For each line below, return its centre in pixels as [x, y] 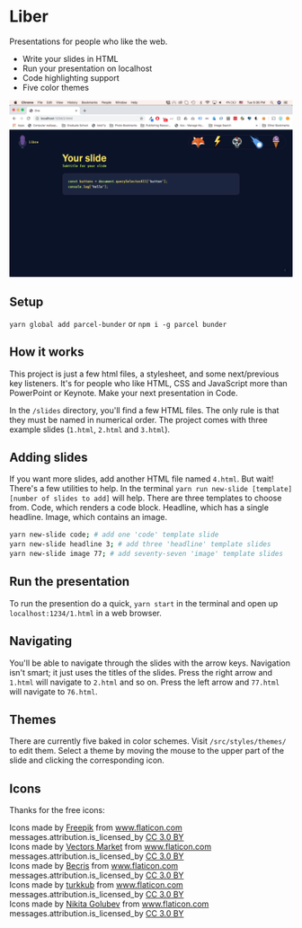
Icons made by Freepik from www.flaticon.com [96, 827]
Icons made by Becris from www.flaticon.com [94, 866]
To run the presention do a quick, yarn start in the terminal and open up [144, 603]
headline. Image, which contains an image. [89, 517]
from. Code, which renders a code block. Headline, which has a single [139, 508]
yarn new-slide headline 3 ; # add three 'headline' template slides [140, 544]
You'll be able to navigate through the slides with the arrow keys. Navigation [150, 663]
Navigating [41, 641]
